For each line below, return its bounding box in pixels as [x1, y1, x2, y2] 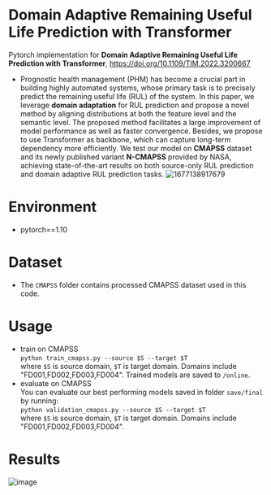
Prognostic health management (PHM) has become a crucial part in [19, 74, 246, 84]
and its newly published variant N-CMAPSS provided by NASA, [19, 152, 232, 162]
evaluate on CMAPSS [19, 378, 92, 388]
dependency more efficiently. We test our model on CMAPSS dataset [19, 143, 252, 153]
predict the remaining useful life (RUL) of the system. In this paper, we [19, 91, 255, 101]
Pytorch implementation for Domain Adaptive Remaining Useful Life [8, 50, 238, 59]
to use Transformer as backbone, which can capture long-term [19, 134, 231, 144]
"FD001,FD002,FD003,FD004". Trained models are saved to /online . [19, 370, 251, 380]
